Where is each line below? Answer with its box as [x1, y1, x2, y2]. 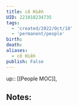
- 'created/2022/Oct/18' [11, 25, 73, 32]
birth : [6, 36, 23, 42]
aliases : [6, 48, 28, 54]
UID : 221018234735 [6, 14, 52, 20]
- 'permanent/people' [11, 31, 65, 37]
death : [6, 42, 23, 48]
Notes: [6, 92, 32, 102]
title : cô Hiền [6, 8, 44, 15]
